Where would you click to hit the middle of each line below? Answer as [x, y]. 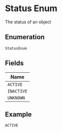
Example [18, 114]
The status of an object [28, 22]
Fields [15, 63]
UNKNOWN [16, 98]
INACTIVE [17, 91]
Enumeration [25, 37]
